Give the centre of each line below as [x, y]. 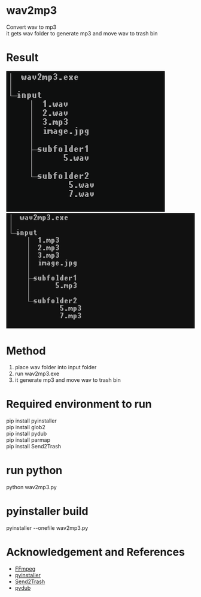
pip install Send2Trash [34, 447]
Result [22, 58]
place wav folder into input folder [56, 367]
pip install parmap [28, 440]
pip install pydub [27, 434]
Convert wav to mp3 [31, 27]
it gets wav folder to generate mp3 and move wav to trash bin [82, 33]
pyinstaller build [47, 512]
